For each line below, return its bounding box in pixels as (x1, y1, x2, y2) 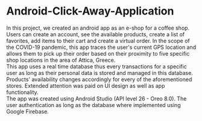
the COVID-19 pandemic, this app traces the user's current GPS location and (6, 44, 197, 51)
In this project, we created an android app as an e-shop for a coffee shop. (6, 24, 190, 31)
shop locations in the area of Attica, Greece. (6, 56, 116, 64)
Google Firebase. (6, 108, 49, 115)
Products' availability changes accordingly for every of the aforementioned (6, 76, 192, 83)
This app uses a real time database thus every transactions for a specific (6, 62, 187, 70)
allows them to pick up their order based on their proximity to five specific (6, 50, 190, 57)
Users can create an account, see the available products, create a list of (6, 30, 185, 38)
